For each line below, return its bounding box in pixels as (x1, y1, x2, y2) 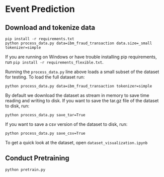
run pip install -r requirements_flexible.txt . (5, 59, 104, 65)
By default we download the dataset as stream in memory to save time (5, 92, 150, 98)
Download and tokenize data (5, 23, 95, 32)
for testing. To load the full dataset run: (5, 74, 85, 80)
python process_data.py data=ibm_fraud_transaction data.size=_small (5, 41, 153, 46)
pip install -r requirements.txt (5, 36, 75, 41)
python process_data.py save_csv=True (5, 131, 85, 136)
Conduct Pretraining (5, 154, 70, 163)
